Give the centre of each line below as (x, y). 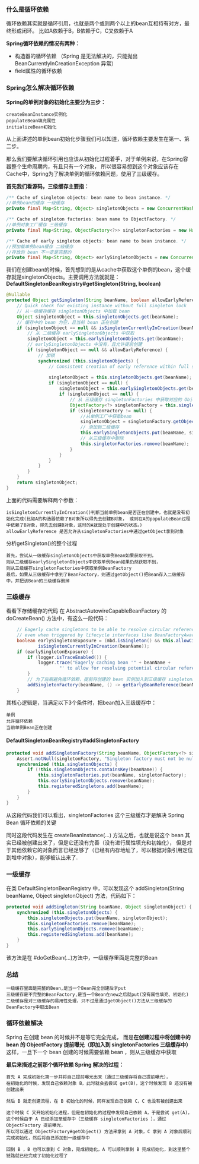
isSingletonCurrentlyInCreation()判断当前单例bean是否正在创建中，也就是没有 (96, 512)
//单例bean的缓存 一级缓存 (36, 203)
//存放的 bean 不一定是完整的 (39, 252)
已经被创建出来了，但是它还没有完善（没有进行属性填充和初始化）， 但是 (99, 843)
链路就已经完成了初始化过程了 (37, 1156)
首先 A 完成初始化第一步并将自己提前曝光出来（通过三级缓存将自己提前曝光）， (88, 1077)
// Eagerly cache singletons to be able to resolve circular (94, 630)
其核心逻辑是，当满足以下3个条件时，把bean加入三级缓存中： (81, 702)
